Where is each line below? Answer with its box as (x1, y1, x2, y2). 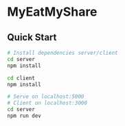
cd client (7, 75, 36, 81)
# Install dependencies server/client (7, 49, 118, 56)
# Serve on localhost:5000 (7, 93, 84, 100)
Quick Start (7, 32, 57, 43)
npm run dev (7, 112, 41, 119)
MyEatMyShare (7, 4, 98, 20)
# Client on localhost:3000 (7, 100, 88, 107)
